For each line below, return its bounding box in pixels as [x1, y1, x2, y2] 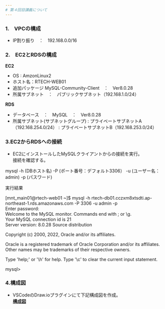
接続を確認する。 [12, 157, 48, 163]
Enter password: [5, 205, 39, 212]
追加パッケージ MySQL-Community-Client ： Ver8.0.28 [12, 85, 133, 91]
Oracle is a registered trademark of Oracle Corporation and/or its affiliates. [5, 241, 160, 247]
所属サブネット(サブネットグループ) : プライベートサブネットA [12, 118, 142, 124]
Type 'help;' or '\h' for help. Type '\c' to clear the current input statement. [5, 256, 158, 262]
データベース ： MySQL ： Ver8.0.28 [12, 112, 101, 118]
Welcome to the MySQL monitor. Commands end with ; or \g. [5, 211, 132, 217]
